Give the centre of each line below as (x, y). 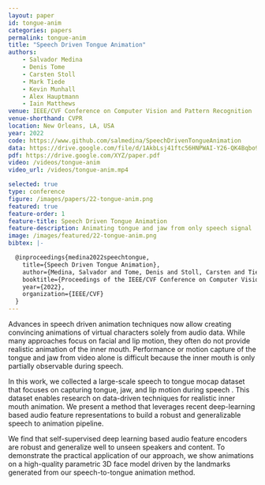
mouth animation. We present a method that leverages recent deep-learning (132, 407)
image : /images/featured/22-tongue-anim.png (82, 236)
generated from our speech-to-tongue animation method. (102, 472)
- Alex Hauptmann (51, 97)
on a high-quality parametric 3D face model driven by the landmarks (119, 464)
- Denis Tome (44, 67)
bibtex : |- (26, 243)
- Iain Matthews (49, 104)
